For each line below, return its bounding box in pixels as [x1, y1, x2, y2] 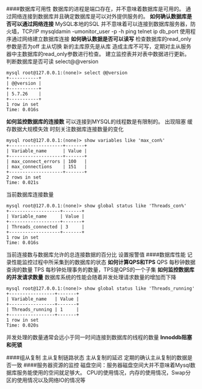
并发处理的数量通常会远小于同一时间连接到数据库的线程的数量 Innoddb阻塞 [6, 334, 192, 341]
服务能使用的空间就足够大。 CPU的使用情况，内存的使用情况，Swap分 [16, 369, 191, 376]
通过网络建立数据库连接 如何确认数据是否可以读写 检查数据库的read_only [11, 35, 192, 42]
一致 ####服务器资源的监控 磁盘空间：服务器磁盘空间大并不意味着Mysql [11, 361, 191, 369]
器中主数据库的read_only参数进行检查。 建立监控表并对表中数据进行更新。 [6, 51, 191, 57]
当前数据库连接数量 [6, 191, 54, 198]
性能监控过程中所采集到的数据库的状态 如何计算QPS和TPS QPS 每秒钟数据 [11, 259, 196, 266]
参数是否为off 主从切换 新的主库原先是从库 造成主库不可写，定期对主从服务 [6, 43, 192, 50]
